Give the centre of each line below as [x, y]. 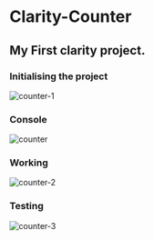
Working [29, 163]
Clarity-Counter [71, 17]
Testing [26, 206]
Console [28, 119]
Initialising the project [59, 76]
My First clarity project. [77, 50]
